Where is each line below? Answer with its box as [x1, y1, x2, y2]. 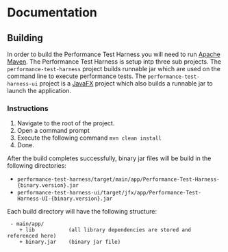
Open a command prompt [16, 127, 90, 135]
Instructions [7, 103, 49, 113]
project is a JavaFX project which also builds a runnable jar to [39, 79, 214, 87]
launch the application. [7, 87, 72, 94]
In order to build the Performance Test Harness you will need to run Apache [7, 50, 220, 58]
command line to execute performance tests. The [7, 72, 147, 80]
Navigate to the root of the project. [16, 119, 115, 127]
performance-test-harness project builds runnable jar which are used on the [7, 65, 221, 73]
